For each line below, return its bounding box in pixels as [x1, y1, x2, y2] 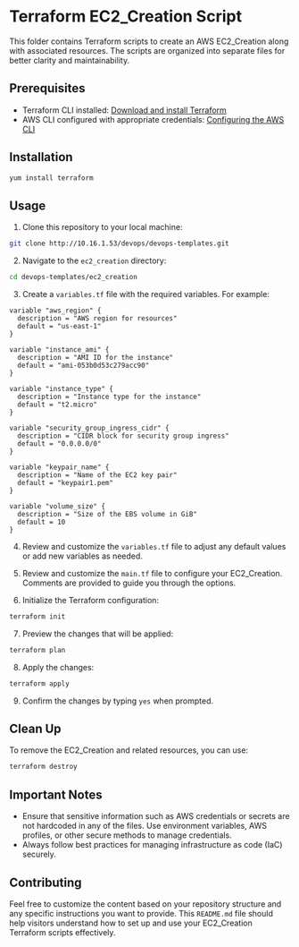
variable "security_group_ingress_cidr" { [9, 423, 170, 432]
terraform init [9, 612, 66, 621]
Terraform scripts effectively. [9, 926, 116, 937]
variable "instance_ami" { [9, 346, 110, 354]
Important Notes [9, 787, 103, 802]
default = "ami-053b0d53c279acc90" [17, 361, 150, 370]
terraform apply [9, 678, 70, 688]
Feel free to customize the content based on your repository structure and [9, 898, 282, 909]
